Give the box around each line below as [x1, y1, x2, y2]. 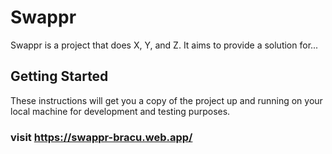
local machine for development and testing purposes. [10, 105, 231, 117]
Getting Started [10, 68, 109, 85]
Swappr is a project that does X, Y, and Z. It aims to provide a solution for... [10, 39, 319, 51]
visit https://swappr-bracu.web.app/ [10, 130, 193, 144]
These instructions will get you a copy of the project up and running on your [10, 94, 323, 106]
